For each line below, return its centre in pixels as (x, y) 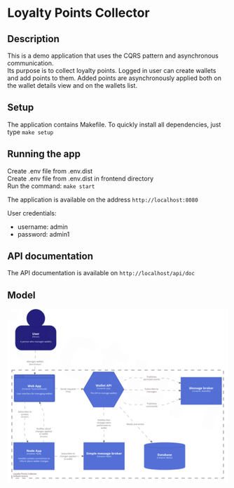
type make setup (30, 132)
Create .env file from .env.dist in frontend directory (81, 178)
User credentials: (32, 213)
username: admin (43, 227)
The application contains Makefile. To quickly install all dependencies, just (114, 124)
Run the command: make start (51, 186)
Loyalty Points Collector (78, 13)
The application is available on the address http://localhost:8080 (103, 199)
